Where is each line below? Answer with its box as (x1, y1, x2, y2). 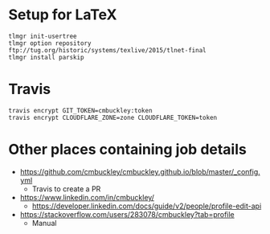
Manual (31, 218, 57, 228)
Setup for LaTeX (8, 6, 117, 24)
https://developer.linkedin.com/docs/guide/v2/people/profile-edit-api (31, 201, 262, 211)
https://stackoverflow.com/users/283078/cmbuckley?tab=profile (19, 209, 235, 219)
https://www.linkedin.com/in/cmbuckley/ (19, 192, 155, 202)
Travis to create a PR (31, 183, 101, 194)
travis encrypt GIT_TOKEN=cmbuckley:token (8, 106, 153, 114)
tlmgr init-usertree (8, 32, 78, 40)
